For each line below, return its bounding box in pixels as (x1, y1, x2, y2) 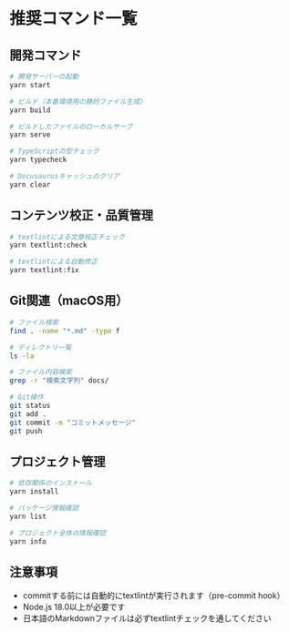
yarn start (9, 80, 51, 89)
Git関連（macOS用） (9, 293, 129, 309)
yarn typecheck (9, 156, 67, 165)
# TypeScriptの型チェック (9, 147, 100, 156)
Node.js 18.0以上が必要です (22, 602, 126, 613)
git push (9, 426, 43, 435)
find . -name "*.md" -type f (9, 326, 120, 335)
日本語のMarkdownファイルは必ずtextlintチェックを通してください (22, 613, 272, 624)
